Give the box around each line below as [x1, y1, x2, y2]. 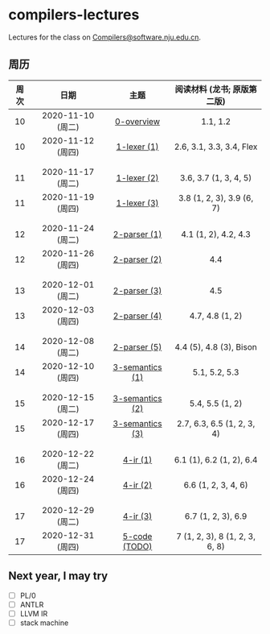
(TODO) [122, 541, 153, 552]
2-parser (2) [112, 254, 162, 265]
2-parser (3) [112, 284, 162, 296]
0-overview [115, 115, 161, 126]
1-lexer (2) [116, 172, 159, 183]
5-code [122, 530, 153, 541]
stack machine [19, 618, 69, 628]
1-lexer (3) [116, 197, 159, 209]
